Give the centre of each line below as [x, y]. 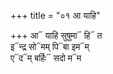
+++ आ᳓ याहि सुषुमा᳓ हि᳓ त [56, 35]
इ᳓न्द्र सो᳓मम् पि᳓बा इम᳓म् [50, 46]
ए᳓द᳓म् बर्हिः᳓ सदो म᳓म [46, 58]
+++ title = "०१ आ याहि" [55, 15]
